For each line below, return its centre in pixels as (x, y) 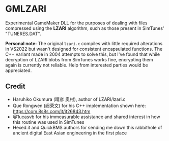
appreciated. (19, 70)
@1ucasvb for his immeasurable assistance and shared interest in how (86, 117)
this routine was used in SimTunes (48, 122)
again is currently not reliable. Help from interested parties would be (77, 65)
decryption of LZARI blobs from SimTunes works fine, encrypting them (79, 59)
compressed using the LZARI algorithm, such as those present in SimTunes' (85, 28)
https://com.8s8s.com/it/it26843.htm (51, 111)
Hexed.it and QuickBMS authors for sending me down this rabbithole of (87, 127)
